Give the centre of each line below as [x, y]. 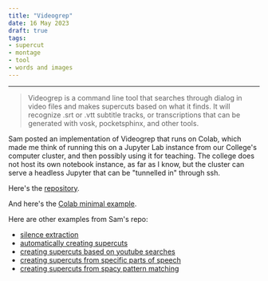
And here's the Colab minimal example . [73, 204]
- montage [25, 53]
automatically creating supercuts [74, 243]
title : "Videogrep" [41, 16]
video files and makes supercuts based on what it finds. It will [129, 106]
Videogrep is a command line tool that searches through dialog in [135, 97]
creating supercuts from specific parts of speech [100, 259]
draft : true [28, 30]
